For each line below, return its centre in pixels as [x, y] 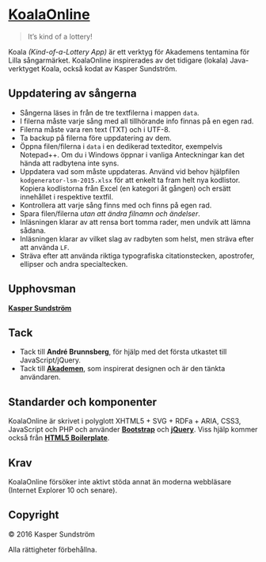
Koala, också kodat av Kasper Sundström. [109, 68]
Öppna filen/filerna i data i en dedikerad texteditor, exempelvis [121, 146]
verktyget [24, 68]
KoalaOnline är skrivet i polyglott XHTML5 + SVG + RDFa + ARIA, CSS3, [125, 421]
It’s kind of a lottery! [60, 36]
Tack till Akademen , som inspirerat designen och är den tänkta [122, 369]
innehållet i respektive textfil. [66, 196]
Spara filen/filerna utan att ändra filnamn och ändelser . [110, 213]
